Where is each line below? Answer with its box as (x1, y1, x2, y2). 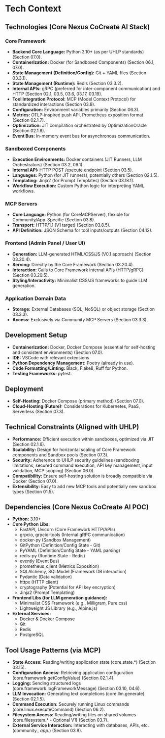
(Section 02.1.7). (12, 117, 45, 123)
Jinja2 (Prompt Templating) (19, 590, 75, 595)
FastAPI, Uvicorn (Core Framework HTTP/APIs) (19, 527, 116, 533)
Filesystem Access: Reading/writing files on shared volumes (12, 712, 136, 718)
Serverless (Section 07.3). (12, 408, 65, 414)
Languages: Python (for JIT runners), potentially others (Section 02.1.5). (12, 172, 159, 178)
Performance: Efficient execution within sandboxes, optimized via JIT (12, 436, 154, 442)
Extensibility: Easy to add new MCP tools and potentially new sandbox (12, 483, 157, 489)
